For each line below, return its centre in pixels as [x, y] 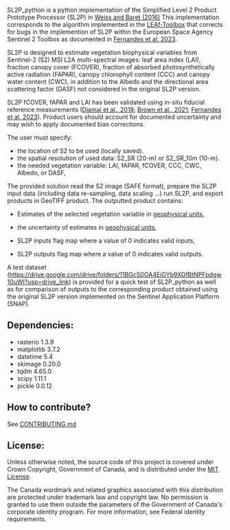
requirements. [27, 519]
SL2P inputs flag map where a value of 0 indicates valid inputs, [106, 241]
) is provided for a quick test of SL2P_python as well [142, 282]
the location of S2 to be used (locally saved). [80, 151]
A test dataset [27, 267]
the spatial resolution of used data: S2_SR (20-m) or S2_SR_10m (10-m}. [118, 158]
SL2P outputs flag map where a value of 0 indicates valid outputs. [110, 254]
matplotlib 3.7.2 [38, 349]
